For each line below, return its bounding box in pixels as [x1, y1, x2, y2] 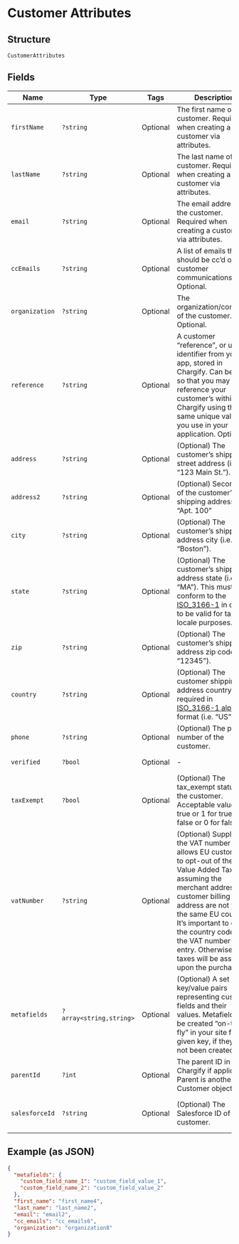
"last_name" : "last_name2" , [14, 1204, 97, 1211]
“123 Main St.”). [176, 467, 231, 477]
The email [176, 198, 210, 208]
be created [176, 1019, 213, 1028]
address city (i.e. [176, 535, 233, 545]
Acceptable [176, 799, 216, 809]
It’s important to [176, 918, 229, 927]
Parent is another [176, 1074, 234, 1084]
